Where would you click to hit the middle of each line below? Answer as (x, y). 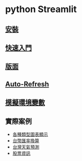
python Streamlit (41, 9)
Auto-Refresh (27, 84)
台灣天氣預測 (26, 147)
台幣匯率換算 (26, 140)
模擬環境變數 (25, 103)
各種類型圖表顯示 (30, 134)
